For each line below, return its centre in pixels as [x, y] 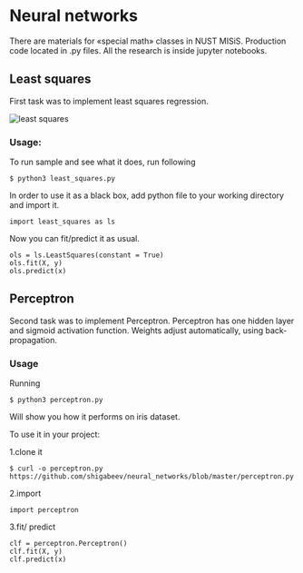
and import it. [34, 205]
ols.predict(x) [38, 272]
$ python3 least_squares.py [63, 179]
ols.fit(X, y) [36, 263]
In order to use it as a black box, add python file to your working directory [147, 195]
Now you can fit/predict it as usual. [75, 239]
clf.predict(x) [38, 559]
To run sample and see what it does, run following [103, 162]
